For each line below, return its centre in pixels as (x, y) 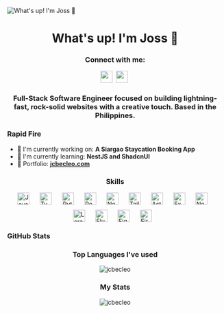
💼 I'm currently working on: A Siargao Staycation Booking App (106, 149)
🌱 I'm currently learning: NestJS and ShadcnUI (84, 156)
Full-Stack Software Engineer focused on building (98, 98)
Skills (115, 181)
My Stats (115, 287)
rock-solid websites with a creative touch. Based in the (124, 107)
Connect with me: (115, 60)
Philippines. (115, 115)
